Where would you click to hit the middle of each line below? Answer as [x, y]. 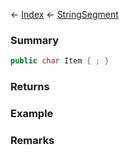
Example [32, 114]
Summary [35, 40]
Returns [30, 87]
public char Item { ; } [60, 61]
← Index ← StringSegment [64, 14]
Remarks [32, 140]
